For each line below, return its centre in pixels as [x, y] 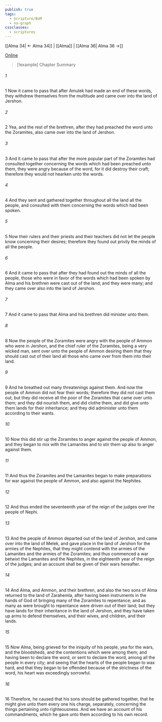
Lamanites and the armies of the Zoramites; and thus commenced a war [77, 554]
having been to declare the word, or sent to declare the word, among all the [80, 658]
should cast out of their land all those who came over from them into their [78, 356]
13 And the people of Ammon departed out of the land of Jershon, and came [81, 538]
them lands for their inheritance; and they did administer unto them [72, 408]
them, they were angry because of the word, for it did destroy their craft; [77, 169]
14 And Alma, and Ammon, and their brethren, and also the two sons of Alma [81, 590]
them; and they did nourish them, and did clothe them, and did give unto [77, 402]
